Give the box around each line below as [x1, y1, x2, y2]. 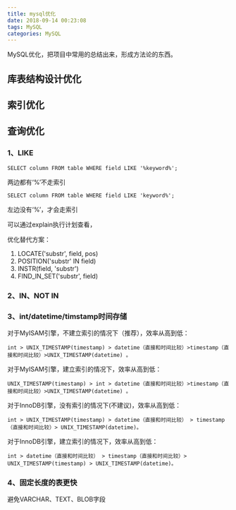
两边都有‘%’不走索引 [7, 178, 66, 186]
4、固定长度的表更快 [7, 478, 77, 487]
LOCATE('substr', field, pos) [17, 249, 99, 257]
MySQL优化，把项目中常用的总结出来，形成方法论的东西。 [7, 50, 178, 59]
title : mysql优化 [7, 10, 56, 18]
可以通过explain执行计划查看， [7, 220, 97, 229]
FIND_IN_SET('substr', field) [17, 272, 99, 280]
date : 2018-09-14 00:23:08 [7, 17, 87, 24]
